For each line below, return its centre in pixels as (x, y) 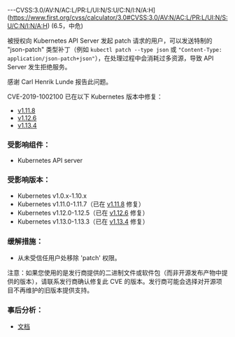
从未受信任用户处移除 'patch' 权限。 (69, 257)
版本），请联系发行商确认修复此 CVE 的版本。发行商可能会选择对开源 (118, 281)
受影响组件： (29, 145)
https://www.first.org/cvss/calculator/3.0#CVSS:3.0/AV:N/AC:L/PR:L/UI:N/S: (119, 17)
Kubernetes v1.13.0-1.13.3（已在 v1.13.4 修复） (83, 221)
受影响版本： (29, 180)
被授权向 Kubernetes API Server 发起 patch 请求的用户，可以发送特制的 (110, 41)
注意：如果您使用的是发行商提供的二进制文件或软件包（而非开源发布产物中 (114, 273)
